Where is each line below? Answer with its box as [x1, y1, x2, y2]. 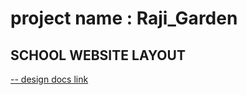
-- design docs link [10, 73, 89, 85]
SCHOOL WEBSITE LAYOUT [10, 47, 186, 64]
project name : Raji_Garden [10, 7, 238, 30]
